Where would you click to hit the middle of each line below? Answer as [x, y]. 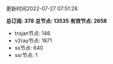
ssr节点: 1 [26, 55]
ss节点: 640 [29, 48]
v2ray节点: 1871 [33, 40]
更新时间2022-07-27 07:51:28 [42, 8]
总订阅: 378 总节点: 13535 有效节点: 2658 [56, 21]
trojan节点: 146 [32, 33]
